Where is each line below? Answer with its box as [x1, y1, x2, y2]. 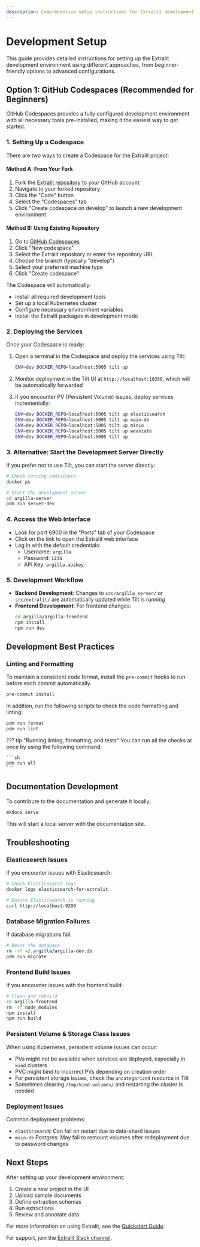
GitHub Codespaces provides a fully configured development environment [6, 110, 190, 117]
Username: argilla [23, 548, 72, 555]
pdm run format [6, 720, 44, 727]
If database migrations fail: [6, 931, 72, 938]
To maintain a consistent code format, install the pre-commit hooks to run [6, 673, 186, 680]
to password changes [14, 1140, 69, 1147]
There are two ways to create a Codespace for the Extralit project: [6, 152, 169, 159]
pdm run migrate [6, 953, 47, 959]
